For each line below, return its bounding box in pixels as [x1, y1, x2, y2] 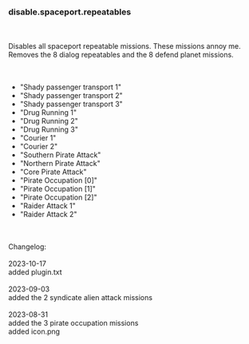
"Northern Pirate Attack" [19, 159, 101, 168]
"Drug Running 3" [19, 125, 78, 134]
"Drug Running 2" [19, 117, 78, 126]
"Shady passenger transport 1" [19, 82, 122, 92]
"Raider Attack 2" [19, 210, 77, 219]
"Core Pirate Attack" [19, 167, 87, 177]
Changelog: [8, 242, 46, 251]
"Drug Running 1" [19, 108, 77, 117]
